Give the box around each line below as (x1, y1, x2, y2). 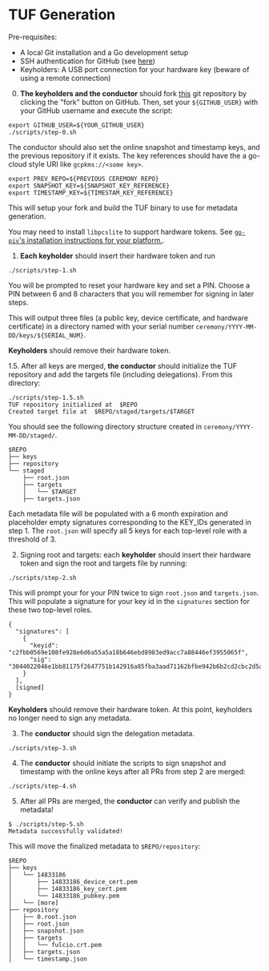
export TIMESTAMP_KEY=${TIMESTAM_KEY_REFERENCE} (8, 188, 174, 197)
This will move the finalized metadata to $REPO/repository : (8, 841, 201, 851)
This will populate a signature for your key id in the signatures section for (8, 596, 250, 606)
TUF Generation (8, 6, 116, 24)
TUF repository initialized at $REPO (8, 401, 138, 409)
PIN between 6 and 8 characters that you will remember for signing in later (8, 288, 255, 298)
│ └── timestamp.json (8, 955, 88, 963)
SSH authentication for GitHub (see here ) (19, 56, 156, 66)
